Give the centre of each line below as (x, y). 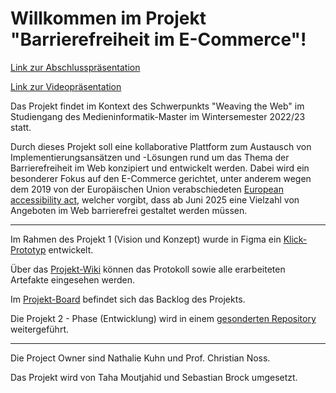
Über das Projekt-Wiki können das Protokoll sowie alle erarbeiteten (148, 269)
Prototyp (28, 249)
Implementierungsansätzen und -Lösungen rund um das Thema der (150, 157)
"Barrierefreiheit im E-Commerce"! (158, 39)
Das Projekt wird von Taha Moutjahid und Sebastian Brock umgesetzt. (154, 377)
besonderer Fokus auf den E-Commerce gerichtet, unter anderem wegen (161, 178)
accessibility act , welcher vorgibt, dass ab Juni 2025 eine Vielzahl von (155, 199)
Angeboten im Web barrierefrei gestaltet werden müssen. (129, 210)
